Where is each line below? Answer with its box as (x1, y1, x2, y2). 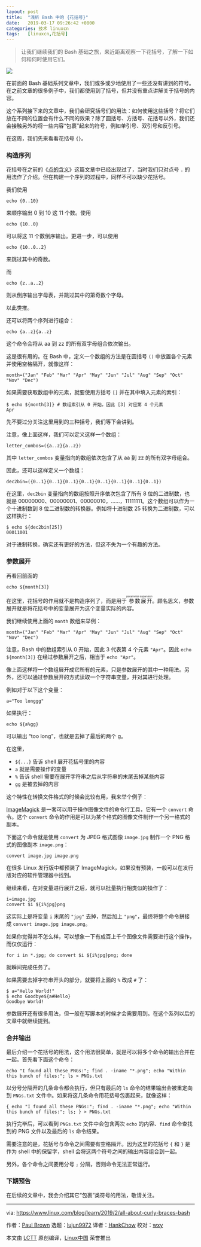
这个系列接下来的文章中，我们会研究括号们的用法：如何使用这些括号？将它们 (6, 107, 195, 114)
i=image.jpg (6, 896, 36, 902)
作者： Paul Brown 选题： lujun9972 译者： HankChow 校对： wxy (6, 1221, 163, 1229)
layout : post (6, 8, 39, 15)
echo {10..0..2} (6, 245, 47, 251)
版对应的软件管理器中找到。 (6, 871, 75, 879)
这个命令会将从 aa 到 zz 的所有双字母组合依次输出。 (6, 340, 134, 347)
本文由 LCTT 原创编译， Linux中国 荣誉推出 (6, 1234, 111, 1242)
